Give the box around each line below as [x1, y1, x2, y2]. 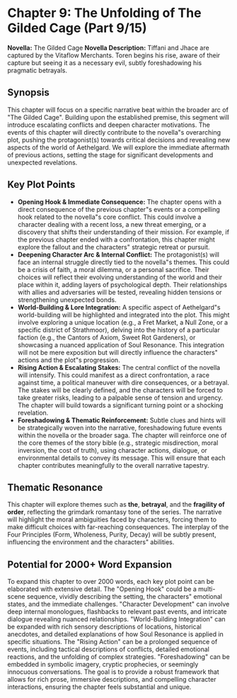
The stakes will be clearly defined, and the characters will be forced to [17, 385, 223, 394]
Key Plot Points [7, 179, 76, 191]
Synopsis [7, 86, 50, 98]
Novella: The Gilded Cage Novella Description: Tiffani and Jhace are [7, 43, 210, 52]
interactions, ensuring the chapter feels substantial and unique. [7, 682, 192, 692]
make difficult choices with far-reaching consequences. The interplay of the [7, 523, 229, 531]
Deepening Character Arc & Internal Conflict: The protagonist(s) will [17, 250, 219, 259]
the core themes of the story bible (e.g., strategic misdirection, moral [17, 438, 219, 447]
